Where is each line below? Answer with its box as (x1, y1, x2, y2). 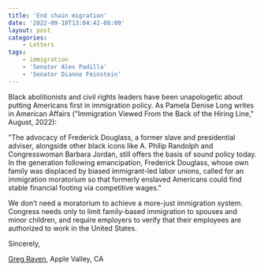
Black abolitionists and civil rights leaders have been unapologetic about (8, 92, 243, 101)
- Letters (22, 41, 55, 49)
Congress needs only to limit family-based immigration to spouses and (8, 206, 238, 216)
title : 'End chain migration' (8, 11, 108, 20)
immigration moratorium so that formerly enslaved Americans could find (8, 175, 242, 184)
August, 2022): (8, 117, 58, 126)
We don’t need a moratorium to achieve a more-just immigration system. (8, 198, 244, 208)
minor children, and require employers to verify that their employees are (8, 215, 242, 224)
